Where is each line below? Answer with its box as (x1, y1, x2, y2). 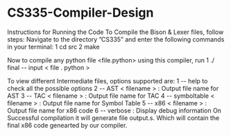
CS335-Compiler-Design (7, 5, 154, 21)
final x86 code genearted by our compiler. (7, 121, 128, 129)
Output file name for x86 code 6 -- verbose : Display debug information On (7, 106, 222, 114)
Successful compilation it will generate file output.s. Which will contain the (7, 113, 220, 122)
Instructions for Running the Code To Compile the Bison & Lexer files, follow (7, 28, 224, 36)
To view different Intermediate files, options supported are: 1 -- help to (7, 76, 208, 85)
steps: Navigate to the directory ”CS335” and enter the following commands (7, 35, 225, 43)
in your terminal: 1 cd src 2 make (7, 42, 100, 51)
